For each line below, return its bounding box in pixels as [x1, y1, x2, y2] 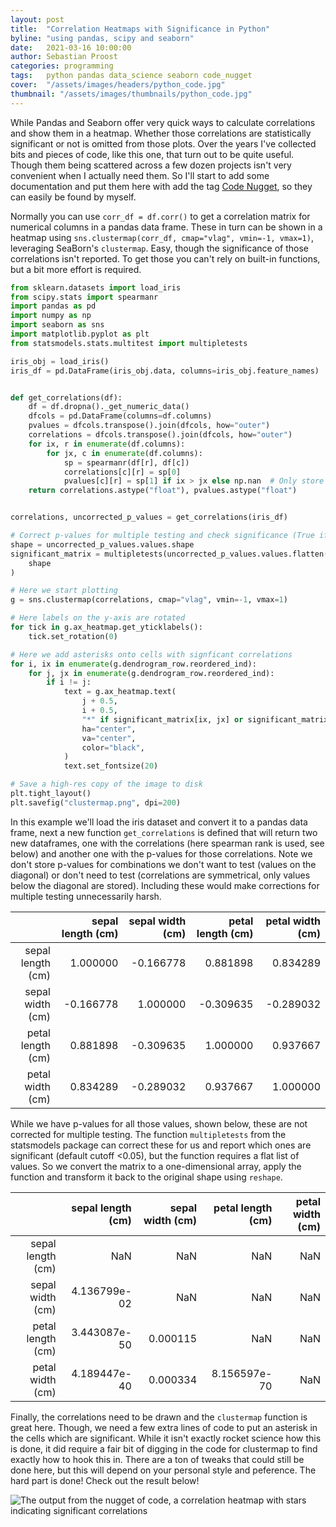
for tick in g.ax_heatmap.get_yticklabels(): [10, 622, 203, 632]
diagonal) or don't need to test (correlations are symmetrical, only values [10, 869, 311, 881]
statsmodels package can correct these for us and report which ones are [10, 1139, 312, 1151]
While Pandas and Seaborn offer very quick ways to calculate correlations [10, 116, 316, 128]
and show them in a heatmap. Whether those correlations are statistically [10, 127, 312, 139]
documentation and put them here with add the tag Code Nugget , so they [10, 180, 313, 192]
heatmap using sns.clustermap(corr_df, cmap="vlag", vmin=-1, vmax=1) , [10, 231, 314, 243]
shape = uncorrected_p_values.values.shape [10, 539, 195, 550]
